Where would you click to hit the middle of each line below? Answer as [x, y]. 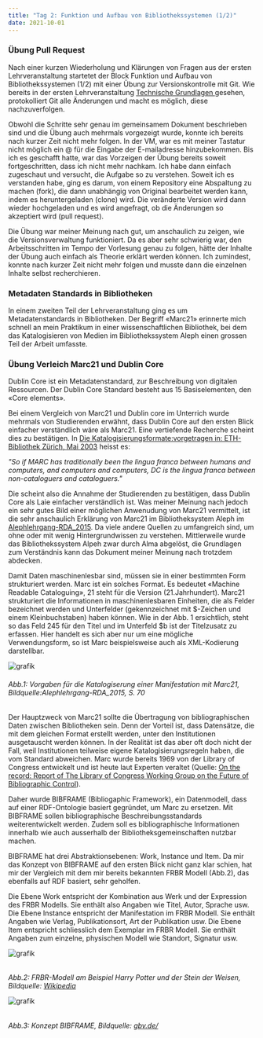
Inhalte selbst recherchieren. [54, 273]
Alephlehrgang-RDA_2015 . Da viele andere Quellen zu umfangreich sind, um [131, 527]
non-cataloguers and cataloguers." [66, 479]
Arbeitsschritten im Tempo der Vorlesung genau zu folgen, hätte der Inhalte [130, 248]
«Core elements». [37, 398]
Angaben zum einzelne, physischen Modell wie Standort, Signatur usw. [123, 938]
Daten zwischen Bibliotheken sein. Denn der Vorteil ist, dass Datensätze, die [131, 725]
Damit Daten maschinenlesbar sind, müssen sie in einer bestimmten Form [127, 576]
